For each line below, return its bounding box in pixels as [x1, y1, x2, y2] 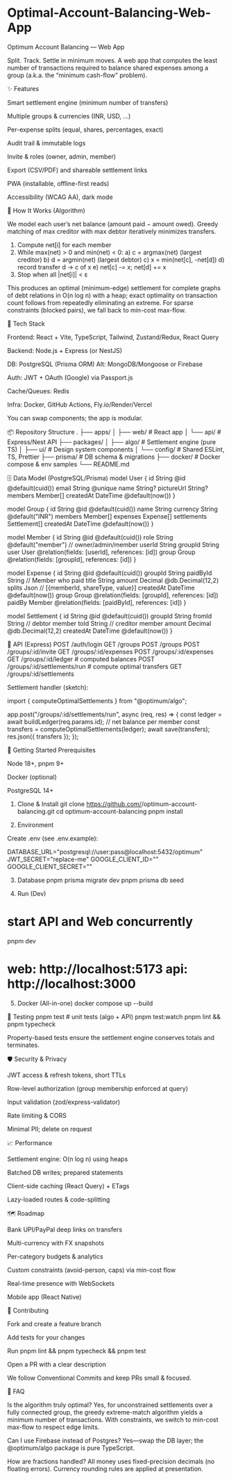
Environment [17, 820, 54, 829]
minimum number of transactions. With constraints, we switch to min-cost [7, 1415, 219, 1424]
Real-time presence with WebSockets [7, 1279, 115, 1287]
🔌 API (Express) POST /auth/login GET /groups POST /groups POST [7, 640, 200, 648]
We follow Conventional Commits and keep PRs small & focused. [7, 1373, 192, 1382]
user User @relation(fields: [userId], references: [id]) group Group [7, 548, 196, 556]
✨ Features [7, 84, 40, 93]
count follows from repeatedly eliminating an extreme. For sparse [7, 298, 194, 307]
